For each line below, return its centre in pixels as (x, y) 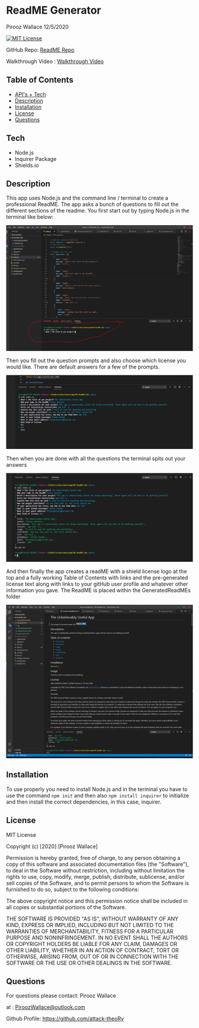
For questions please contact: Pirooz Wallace (61, 996)
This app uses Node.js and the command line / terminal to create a (87, 198)
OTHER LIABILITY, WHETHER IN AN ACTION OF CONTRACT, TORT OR (92, 950)
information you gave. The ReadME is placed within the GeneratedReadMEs (98, 590)
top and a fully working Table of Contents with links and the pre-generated (97, 577)
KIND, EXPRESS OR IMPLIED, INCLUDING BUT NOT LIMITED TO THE (90, 925)
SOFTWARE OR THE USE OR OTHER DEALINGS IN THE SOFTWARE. (89, 963)
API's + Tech (30, 94)
